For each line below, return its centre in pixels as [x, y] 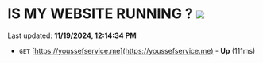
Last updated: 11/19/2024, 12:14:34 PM [72, 35]
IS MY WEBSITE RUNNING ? [101, 14]
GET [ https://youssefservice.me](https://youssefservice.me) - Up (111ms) [137, 50]
